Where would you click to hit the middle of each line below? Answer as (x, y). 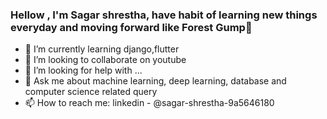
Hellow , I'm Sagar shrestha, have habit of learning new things (164, 15)
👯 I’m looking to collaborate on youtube (105, 60)
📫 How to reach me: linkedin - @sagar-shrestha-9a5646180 (149, 103)
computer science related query (91, 92)
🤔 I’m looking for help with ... (83, 70)
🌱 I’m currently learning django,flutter (102, 49)
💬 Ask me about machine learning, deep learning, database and (155, 81)
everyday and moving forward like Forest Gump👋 (131, 27)
